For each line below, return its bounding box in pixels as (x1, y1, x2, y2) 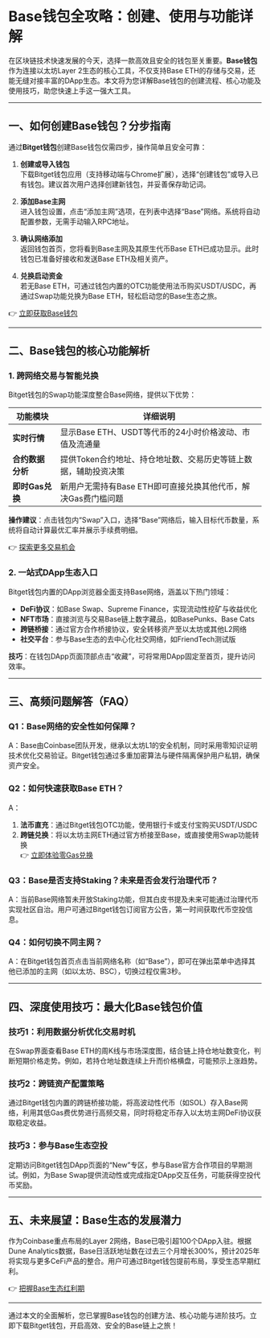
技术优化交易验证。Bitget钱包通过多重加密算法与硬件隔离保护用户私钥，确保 (8, 750, 260, 761)
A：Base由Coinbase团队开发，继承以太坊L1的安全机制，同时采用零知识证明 (8, 741, 258, 750)
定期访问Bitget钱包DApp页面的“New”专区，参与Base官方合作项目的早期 (8, 1160, 246, 1170)
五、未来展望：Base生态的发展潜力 (8, 1213, 182, 1227)
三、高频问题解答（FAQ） (8, 695, 135, 708)
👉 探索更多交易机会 (8, 543, 76, 552)
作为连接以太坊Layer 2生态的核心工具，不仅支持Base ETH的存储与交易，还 (8, 65, 256, 75)
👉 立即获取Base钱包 (8, 308, 78, 318)
